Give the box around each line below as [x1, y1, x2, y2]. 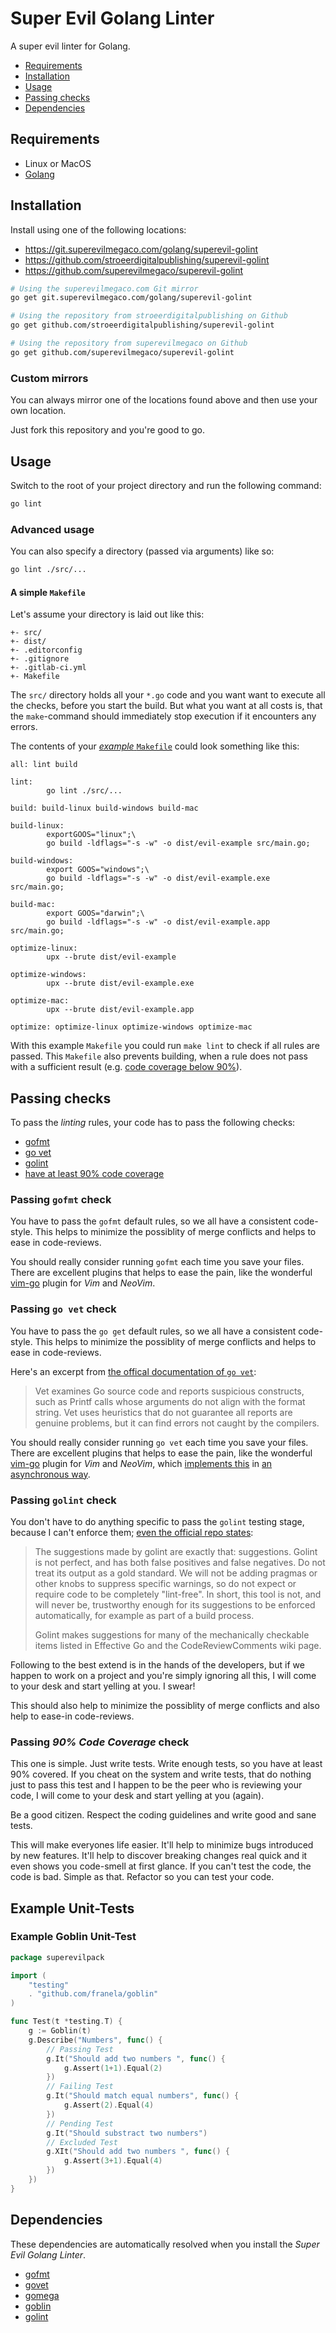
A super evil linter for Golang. [10, 40, 131, 52]
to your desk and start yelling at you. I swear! [10, 1680, 196, 1692]
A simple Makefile [10, 586, 86, 598]
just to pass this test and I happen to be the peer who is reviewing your [10, 1779, 303, 1791]
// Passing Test [46, 2044, 114, 2054]
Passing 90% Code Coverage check [10, 1735, 190, 1749]
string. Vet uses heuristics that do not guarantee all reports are [34, 1406, 293, 1418]
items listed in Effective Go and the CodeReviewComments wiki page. [34, 1639, 322, 1651]
